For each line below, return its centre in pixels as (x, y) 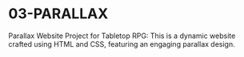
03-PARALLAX (58, 14)
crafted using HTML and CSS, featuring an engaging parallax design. (122, 44)
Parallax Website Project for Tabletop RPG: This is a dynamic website (122, 36)
